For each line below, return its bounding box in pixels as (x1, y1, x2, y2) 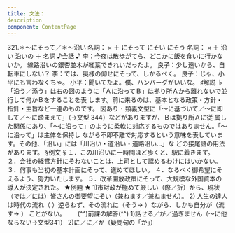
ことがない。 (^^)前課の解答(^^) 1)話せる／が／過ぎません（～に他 (29, 209, 227, 218)
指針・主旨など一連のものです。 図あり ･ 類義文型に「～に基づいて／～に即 (7, 104, 223, 113)
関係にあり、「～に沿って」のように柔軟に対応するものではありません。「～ (13, 122, 227, 130)
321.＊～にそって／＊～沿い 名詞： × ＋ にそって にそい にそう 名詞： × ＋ (7, 43, 220, 52)
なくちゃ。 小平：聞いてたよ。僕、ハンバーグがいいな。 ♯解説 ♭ (37, 78, 224, 87)
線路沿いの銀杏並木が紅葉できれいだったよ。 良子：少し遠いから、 (27, 61, 219, 69)
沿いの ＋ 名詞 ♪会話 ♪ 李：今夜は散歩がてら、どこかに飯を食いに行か (15, 52, 218, 60)
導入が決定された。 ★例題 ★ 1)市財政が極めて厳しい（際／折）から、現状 (7, 183, 220, 192)
